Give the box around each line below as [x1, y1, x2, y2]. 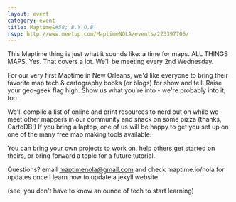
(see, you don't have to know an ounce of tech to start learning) [7, 186, 194, 196]
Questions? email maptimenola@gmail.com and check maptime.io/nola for [7, 165, 225, 174]
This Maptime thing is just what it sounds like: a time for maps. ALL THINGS [7, 50, 229, 58]
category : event [7, 17, 55, 24]
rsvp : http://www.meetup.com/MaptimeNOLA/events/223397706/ [7, 30, 190, 38]
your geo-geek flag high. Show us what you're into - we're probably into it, [7, 86, 226, 95]
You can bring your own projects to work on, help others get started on [7, 144, 215, 153]
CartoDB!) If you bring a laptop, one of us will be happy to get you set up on [7, 122, 229, 132]
